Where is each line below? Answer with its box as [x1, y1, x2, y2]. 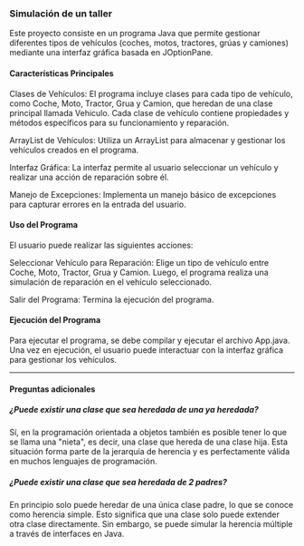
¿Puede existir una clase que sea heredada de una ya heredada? [9, 405, 260, 415]
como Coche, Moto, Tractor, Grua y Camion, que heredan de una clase [9, 98, 273, 109]
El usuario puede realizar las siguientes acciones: [9, 239, 194, 250]
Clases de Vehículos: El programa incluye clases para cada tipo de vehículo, [9, 88, 293, 99]
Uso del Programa [9, 219, 79, 230]
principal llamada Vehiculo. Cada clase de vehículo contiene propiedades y [9, 107, 290, 118]
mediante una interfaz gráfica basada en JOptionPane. [9, 47, 214, 58]
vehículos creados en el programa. [9, 144, 139, 155]
